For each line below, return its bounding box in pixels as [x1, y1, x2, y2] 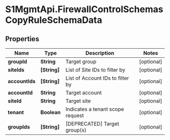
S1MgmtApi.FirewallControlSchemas [5, 4, 163, 15]
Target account [65, 89, 102, 96]
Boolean [40, 109, 61, 116]
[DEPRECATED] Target [65, 120, 119, 127]
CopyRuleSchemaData [5, 14, 102, 26]
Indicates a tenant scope [65, 106, 124, 113]
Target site [65, 97, 91, 104]
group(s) [65, 127, 87, 133]
